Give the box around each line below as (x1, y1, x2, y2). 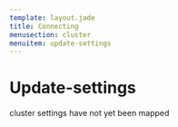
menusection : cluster (9, 30, 92, 39)
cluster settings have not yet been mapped (9, 108, 170, 119)
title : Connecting (9, 22, 79, 31)
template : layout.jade (9, 13, 95, 23)
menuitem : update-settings (9, 38, 112, 48)
